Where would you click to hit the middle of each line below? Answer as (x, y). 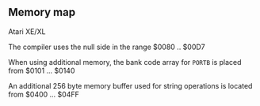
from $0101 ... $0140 (42, 70)
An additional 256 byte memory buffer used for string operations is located (130, 85)
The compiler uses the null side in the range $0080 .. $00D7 (107, 47)
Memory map (42, 12)
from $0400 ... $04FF (44, 94)
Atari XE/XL (27, 31)
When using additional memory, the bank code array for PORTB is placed (125, 62)
